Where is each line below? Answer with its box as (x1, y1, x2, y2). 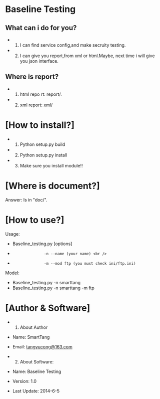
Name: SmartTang (12, 334, 50, 340)
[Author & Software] (5, 302, 90, 314)
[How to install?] (5, 119, 75, 131)
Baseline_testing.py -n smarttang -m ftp (12, 285, 94, 291)
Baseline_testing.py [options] (12, 241, 72, 247)
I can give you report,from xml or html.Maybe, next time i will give (19, 53, 155, 59)
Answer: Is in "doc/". (5, 196, 47, 203)
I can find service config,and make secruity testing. (19, 42, 126, 48)
